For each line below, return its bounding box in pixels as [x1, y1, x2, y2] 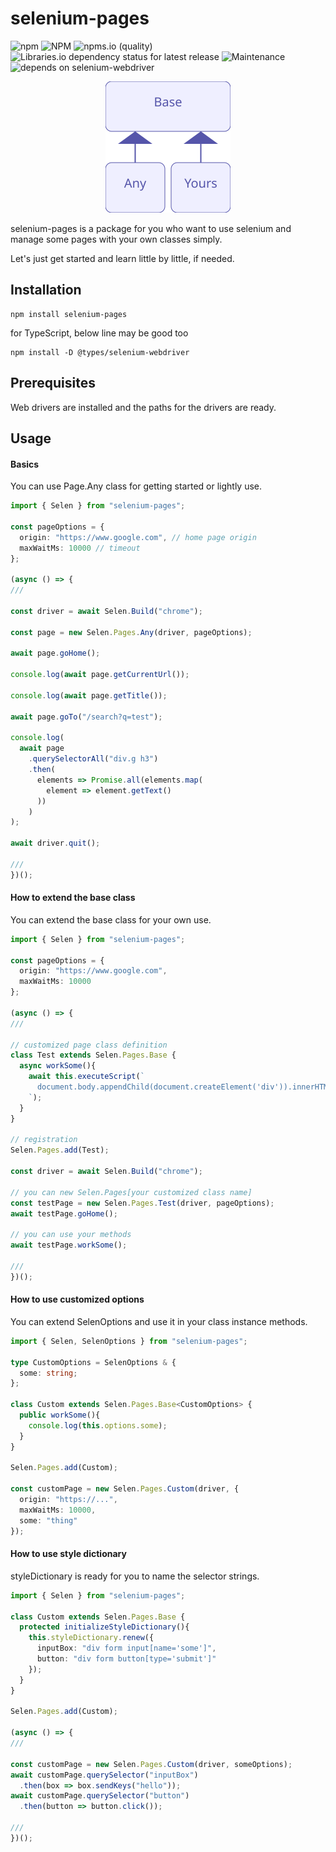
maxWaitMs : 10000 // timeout [19, 543, 141, 553]
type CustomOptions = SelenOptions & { [10, 1357, 177, 1367]
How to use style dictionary [10, 1548, 127, 1560]
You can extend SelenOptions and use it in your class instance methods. [10, 1315, 308, 1327]
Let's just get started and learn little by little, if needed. [10, 252, 235, 264]
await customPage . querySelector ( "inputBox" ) [10, 1770, 199, 1780]
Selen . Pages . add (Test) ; [10, 1145, 110, 1156]
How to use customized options [10, 1293, 145, 1306]
